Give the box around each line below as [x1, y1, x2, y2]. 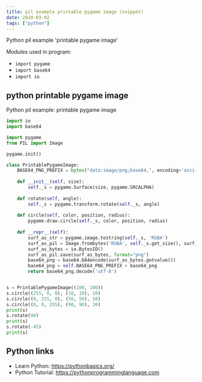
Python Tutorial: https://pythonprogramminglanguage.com [14, 369, 160, 376]
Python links [6, 346, 54, 357]
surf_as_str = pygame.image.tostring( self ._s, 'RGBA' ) [28, 235, 168, 241]
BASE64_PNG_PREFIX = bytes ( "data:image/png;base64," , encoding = [17, 167, 182, 174]
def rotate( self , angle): [17, 196, 82, 202]
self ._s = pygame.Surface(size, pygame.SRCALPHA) [28, 185, 155, 191]
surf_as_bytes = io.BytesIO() [28, 246, 103, 252]
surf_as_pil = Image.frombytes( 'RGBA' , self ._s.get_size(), [28, 240, 182, 246]
